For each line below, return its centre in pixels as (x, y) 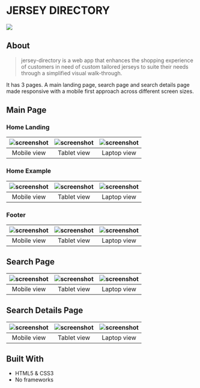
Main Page (26, 110)
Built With (25, 359)
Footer (16, 214)
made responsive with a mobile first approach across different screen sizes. (100, 91)
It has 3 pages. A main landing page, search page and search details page (98, 84)
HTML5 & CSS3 (34, 374)
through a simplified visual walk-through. (71, 73)
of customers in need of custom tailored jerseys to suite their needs (105, 66)
